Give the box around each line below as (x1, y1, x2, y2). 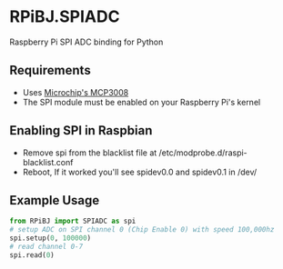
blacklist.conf (22, 156, 74, 167)
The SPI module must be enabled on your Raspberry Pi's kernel (22, 96, 261, 107)
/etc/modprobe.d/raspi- (158, 147, 248, 158)
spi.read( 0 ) (9, 250, 55, 260)
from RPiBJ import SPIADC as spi (9, 216, 136, 226)
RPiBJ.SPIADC (9, 6, 120, 27)
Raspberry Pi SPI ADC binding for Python (9, 36, 164, 47)
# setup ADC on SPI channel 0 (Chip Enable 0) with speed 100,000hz (9, 225, 275, 234)
